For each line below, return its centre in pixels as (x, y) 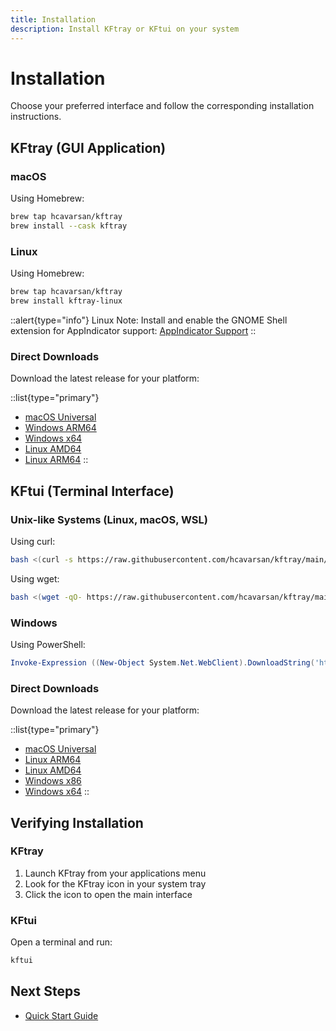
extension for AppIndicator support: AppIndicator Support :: (133, 330)
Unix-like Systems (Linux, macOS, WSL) (109, 519)
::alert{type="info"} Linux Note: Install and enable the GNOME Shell (149, 320)
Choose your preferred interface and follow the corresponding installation (162, 106)
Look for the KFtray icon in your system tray (115, 883)
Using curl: (33, 541)
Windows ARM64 (60, 428)
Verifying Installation (77, 822)
